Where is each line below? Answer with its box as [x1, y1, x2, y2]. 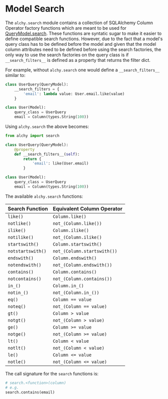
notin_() [8, 290, 29, 295]
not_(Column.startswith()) [52, 248, 118, 254]
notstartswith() [8, 248, 47, 254]
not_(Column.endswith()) [52, 262, 112, 268]
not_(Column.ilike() [52, 234, 102, 240]
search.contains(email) [5, 389, 55, 395]
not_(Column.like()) [52, 220, 102, 226]
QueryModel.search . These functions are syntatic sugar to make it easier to [5, 30, 162, 36]
